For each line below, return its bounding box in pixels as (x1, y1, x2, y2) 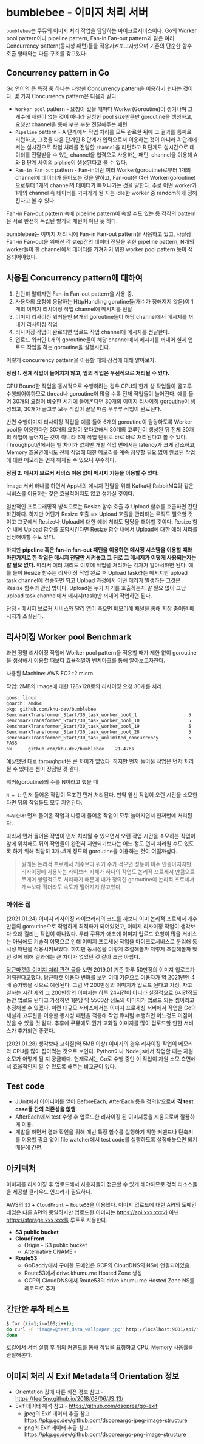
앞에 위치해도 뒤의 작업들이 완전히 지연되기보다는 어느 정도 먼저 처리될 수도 (6, 840, 183, 847)
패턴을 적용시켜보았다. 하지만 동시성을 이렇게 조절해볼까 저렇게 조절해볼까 (17, 945, 191, 953)
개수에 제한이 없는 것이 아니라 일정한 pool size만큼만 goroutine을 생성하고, (15, 113, 193, 120)
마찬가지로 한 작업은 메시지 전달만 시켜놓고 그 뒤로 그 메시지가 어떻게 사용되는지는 (6, 553, 197, 561)
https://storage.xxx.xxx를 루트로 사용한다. (6, 1217, 108, 1224)
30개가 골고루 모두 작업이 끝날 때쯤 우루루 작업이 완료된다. (24, 405, 162, 412)
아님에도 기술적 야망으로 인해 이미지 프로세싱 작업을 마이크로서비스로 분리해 (12, 938, 191, 945)
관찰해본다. (6, 1351, 33, 1359)
